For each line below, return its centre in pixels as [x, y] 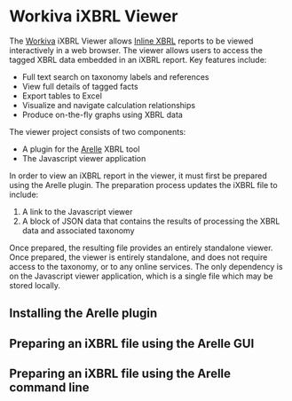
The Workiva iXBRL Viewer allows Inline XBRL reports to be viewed [131, 41]
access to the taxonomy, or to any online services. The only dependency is [146, 266]
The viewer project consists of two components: [98, 131]
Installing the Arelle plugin [83, 314]
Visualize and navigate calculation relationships [109, 105]
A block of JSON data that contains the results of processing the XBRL [151, 221]
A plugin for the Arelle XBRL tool [81, 149]
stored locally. [35, 285]
